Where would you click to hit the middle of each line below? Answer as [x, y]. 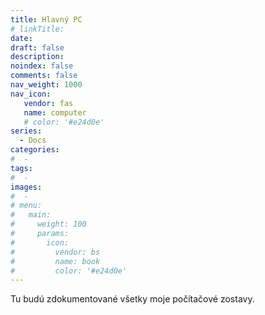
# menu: [26, 206]
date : [21, 38]
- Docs [33, 141]
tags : [21, 168]
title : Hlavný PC [46, 19]
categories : [35, 150]
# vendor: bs [55, 252]
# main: [31, 215]
